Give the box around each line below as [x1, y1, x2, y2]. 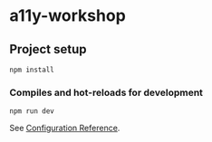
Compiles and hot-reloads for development [9, 86, 204, 99]
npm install [9, 65, 54, 74]
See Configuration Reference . [9, 123, 120, 134]
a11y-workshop [9, 5, 127, 26]
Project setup [9, 42, 88, 57]
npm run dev [9, 107, 54, 116]
